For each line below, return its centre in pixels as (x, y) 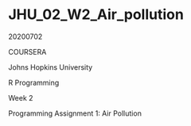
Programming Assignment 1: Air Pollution (75, 113)
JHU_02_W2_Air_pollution (96, 15)
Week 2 (21, 97)
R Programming (34, 82)
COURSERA (27, 52)
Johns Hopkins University (51, 67)
